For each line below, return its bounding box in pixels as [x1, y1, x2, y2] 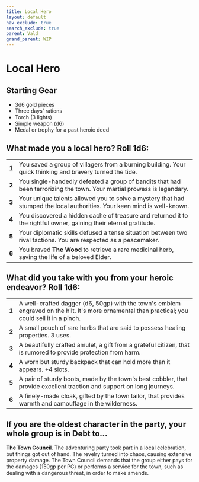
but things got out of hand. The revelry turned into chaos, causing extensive [6, 451, 192, 458]
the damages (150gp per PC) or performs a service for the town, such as [6, 463, 184, 470]
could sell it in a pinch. [18, 314, 81, 322]
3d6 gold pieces [14, 101, 55, 108]
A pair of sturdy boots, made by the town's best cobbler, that [18, 375, 188, 383]
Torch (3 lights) [14, 114, 52, 120]
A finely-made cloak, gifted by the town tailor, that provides [18, 392, 185, 400]
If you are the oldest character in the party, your [6, 419, 187, 430]
